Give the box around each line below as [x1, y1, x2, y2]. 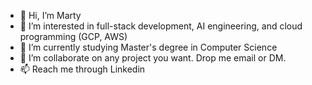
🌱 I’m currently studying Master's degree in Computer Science [19, 41, 278, 53]
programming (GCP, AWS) [19, 31, 128, 42]
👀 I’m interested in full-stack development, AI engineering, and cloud [19, 20, 303, 32]
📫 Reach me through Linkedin [19, 63, 146, 75]
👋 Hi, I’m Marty [19, 10, 82, 21]
